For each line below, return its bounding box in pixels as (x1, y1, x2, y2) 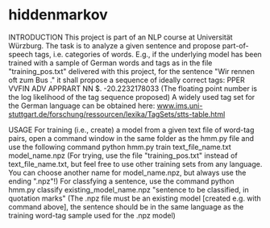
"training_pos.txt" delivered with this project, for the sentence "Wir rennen (8, 66, 255, 76)
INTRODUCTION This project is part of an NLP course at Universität (8, 32, 233, 42)
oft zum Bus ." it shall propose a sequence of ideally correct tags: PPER (8, 75, 245, 85)
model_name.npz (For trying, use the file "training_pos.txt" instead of (8, 151, 238, 160)
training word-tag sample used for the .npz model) (8, 210, 176, 220)
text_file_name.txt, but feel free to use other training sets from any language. (8, 159, 263, 168)
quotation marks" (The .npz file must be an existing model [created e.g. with (8, 193, 262, 203)
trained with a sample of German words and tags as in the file (8, 58, 213, 68)
